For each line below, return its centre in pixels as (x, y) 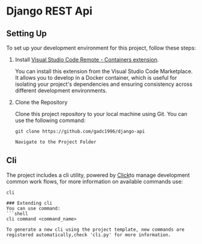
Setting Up (27, 34)
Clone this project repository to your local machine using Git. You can (101, 114)
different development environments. (61, 91)
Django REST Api (49, 11)
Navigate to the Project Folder (55, 142)
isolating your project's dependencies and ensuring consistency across (104, 84)
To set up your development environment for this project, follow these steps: (101, 48)
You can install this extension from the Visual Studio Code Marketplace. (104, 71)
